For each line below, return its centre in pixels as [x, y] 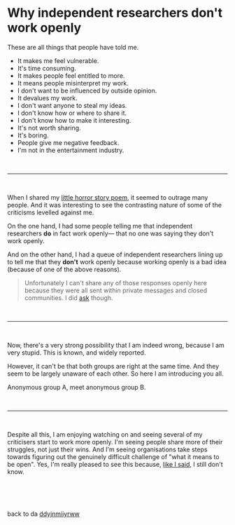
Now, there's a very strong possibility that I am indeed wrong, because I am [116, 345]
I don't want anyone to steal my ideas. [72, 105]
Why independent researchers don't [115, 13]
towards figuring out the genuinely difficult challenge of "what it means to [113, 456]
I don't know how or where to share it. [72, 113]
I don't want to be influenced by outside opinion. [87, 90]
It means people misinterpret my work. [73, 83]
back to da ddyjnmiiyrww [44, 514]
